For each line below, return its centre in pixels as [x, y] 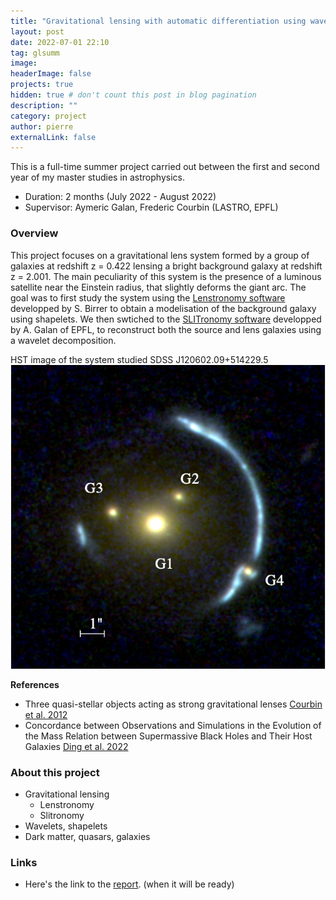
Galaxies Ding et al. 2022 [76, 746]
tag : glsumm [35, 53]
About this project [55, 772]
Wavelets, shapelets [66, 826]
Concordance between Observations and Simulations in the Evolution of [173, 725]
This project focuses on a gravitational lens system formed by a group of [160, 255]
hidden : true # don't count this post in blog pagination [133, 95]
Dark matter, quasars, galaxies [87, 837]
